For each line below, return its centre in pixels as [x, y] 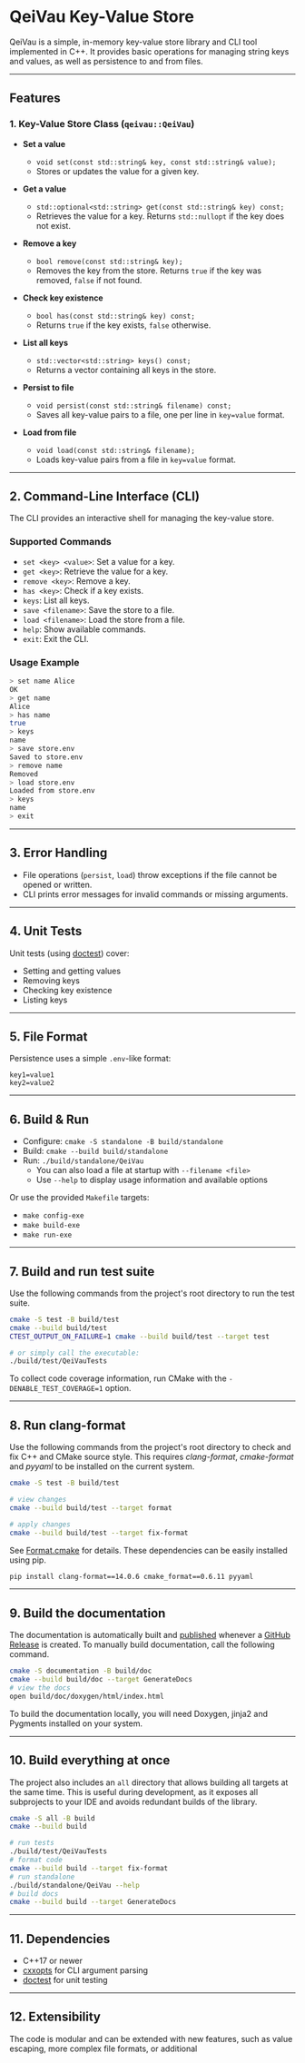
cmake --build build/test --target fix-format [99, 1533]
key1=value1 [32, 1075]
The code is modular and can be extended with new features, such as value [151, 2038]
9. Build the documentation [88, 1613]
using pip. [28, 1560]
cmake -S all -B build [52, 1818]
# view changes [38, 1500]
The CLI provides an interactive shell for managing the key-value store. [142, 518]
